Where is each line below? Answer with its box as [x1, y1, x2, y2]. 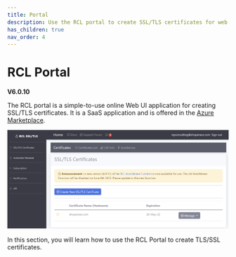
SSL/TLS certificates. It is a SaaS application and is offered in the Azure [7, 109, 214, 117]
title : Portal [7, 11, 49, 18]
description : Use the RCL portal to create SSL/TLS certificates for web [7, 18, 228, 26]
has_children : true [7, 26, 65, 33]
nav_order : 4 [7, 34, 46, 41]
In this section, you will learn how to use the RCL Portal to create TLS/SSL [7, 235, 221, 244]
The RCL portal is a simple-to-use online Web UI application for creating [7, 102, 216, 110]
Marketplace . [7, 116, 46, 125]
